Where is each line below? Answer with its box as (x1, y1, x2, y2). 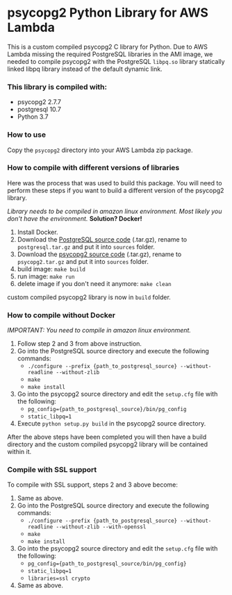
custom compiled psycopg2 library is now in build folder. (7, 293, 172, 301)
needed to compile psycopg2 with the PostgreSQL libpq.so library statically (7, 57, 225, 65)
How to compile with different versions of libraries (7, 163, 180, 173)
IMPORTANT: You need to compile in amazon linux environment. (7, 326, 191, 335)
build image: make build (17, 265, 85, 273)
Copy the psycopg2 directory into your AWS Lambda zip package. (7, 146, 193, 154)
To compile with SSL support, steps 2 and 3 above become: (7, 480, 179, 489)
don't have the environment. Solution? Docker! (7, 214, 142, 223)
